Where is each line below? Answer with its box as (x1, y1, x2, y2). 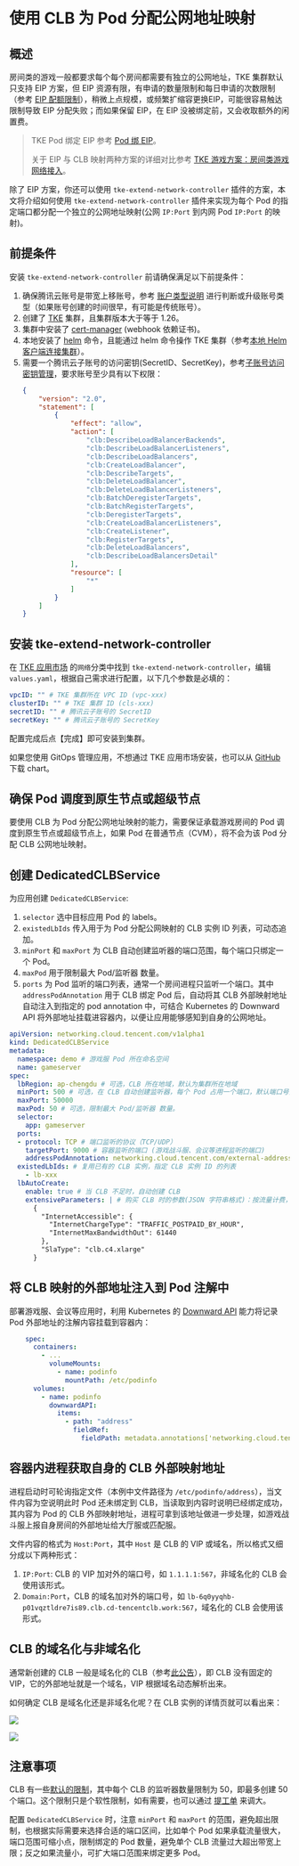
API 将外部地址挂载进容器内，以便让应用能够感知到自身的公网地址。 (21, 1012, 271, 1023)
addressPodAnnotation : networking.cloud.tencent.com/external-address (25, 1154, 293, 1163)
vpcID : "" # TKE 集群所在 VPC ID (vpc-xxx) (9, 691, 167, 700)
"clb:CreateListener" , (85, 526, 171, 535)
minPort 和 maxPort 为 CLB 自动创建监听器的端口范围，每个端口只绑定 (21, 945, 277, 956)
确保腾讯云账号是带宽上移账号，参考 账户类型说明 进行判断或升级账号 (21, 290, 277, 301)
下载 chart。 (9, 762, 55, 773)
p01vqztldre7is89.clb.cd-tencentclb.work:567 (21, 1603, 194, 1612)
